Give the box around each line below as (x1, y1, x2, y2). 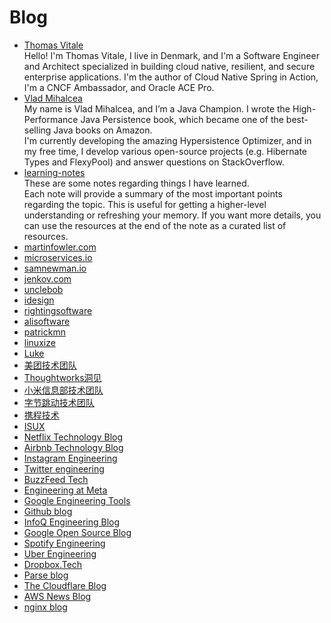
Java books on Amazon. (53, 124, 153, 136)
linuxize (23, 336, 56, 348)
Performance (23, 113, 79, 125)
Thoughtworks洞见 (23, 371, 102, 383)
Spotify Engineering (23, 537, 106, 549)
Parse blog (23, 569, 69, 581)
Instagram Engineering (23, 452, 118, 464)
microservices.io (23, 251, 93, 263)
